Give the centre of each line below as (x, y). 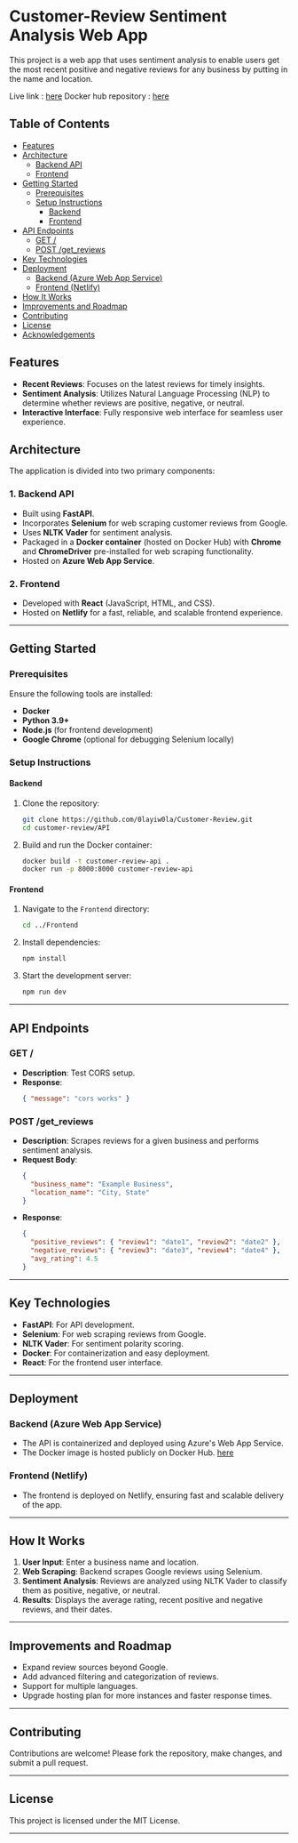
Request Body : (50, 1159)
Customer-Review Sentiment (118, 16)
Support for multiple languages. (80, 1686)
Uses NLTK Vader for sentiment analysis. (97, 532)
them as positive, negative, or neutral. (91, 1590)
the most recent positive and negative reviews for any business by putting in (149, 69)
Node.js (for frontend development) (87, 729)
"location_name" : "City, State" (90, 1192)
